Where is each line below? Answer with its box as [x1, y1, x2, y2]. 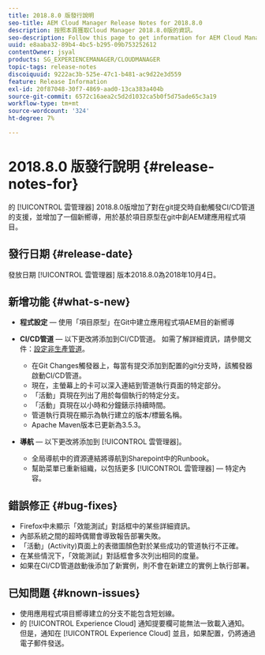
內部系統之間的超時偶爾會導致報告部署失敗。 [19, 531, 166, 541]
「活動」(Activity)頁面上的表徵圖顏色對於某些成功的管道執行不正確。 [19, 541, 243, 551]
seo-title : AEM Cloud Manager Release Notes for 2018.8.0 [8, 19, 203, 27]
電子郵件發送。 [19, 638, 69, 648]
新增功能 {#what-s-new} [8, 296, 131, 309]
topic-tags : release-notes [8, 63, 97, 71]
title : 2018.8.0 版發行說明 [8, 11, 95, 20]
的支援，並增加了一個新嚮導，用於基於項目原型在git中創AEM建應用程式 [8, 212, 239, 221]
